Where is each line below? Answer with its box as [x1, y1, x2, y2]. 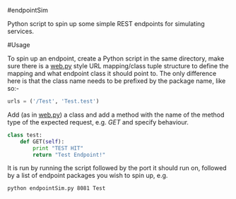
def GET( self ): [20, 138, 65, 145]
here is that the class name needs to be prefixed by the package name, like [7, 77, 226, 85]
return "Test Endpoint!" [33, 151, 106, 158]
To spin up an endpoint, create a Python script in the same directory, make [7, 54, 225, 63]
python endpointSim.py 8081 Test [7, 185, 106, 192]
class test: [7, 131, 42, 139]
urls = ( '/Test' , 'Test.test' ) [7, 98, 100, 105]
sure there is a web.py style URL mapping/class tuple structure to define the [7, 62, 229, 70]
